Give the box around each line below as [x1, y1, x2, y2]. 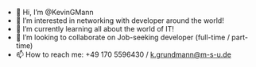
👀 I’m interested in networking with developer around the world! [15, 16, 224, 25]
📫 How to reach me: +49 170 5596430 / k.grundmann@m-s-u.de [15, 50, 232, 59]
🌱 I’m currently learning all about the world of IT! [15, 24, 175, 33]
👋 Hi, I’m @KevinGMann [15, 8, 94, 17]
